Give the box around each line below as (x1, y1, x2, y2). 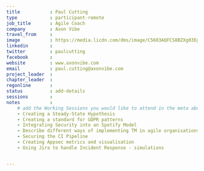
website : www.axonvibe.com (6, 60, 99, 66)
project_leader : (6, 71, 53, 77)
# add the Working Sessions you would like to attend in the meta (17, 105, 189, 111)
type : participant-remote (6, 15, 104, 21)
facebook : (6, 54, 53, 60)
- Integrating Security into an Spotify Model (17, 122, 137, 128)
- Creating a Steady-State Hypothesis (17, 111, 115, 117)
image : (6, 37, 53, 43)
